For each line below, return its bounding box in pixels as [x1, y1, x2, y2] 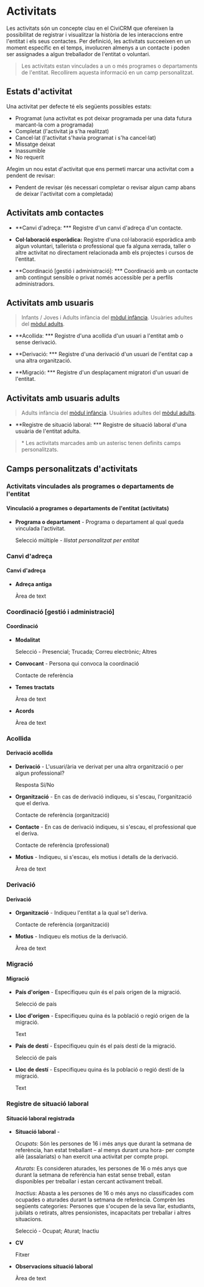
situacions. [15, 1216, 43, 1223]
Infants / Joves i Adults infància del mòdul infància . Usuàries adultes [21, 314, 193, 321]
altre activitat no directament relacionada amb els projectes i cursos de [15, 248, 194, 256]
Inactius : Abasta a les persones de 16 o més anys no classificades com [15, 1189, 194, 1197]
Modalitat [15, 636, 41, 643]
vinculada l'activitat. [15, 524, 66, 532]
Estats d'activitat [6, 87, 73, 97]
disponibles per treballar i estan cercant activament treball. [15, 1178, 163, 1185]
